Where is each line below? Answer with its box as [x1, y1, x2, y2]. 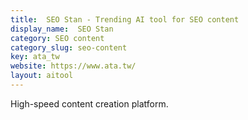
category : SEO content [10, 33, 105, 43]
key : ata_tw [10, 52, 60, 62]
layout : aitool [10, 71, 74, 81]
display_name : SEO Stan [10, 24, 114, 34]
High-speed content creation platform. [10, 97, 169, 110]
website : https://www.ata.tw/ [10, 61, 137, 71]
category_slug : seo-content [10, 42, 128, 53]
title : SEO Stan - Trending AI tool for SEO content [10, 14, 240, 25]
